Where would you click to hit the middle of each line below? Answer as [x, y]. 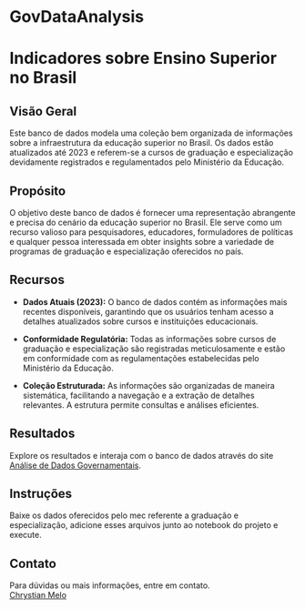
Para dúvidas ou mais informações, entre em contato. [110, 585]
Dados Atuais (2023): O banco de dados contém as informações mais [155, 301]
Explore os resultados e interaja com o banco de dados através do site [142, 455]
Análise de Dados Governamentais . [75, 465]
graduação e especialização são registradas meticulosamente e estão [154, 349]
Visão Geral [43, 111]
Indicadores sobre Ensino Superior [143, 59]
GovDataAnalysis [76, 17]
